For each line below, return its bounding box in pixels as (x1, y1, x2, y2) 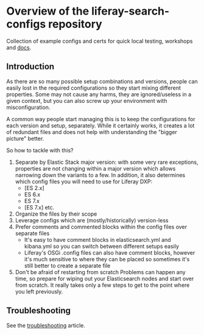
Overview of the (6, 4, 90, 18)
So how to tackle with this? (6, 146, 74, 153)
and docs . (6, 44, 32, 51)
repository (48, 17, 102, 31)
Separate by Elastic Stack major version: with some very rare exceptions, (15, 158, 199, 166)
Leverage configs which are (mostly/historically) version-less (15, 216, 169, 224)
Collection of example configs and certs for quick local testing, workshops (6, 37, 193, 44)
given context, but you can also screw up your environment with (6, 97, 167, 104)
